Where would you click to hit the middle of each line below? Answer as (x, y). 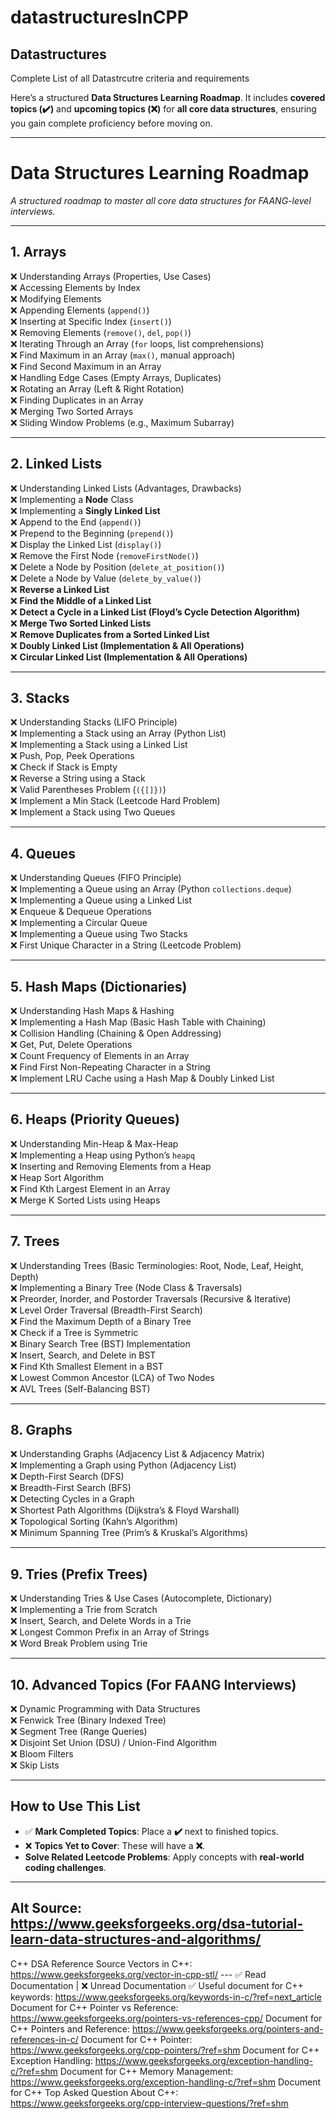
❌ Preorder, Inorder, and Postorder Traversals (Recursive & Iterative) (151, 1298)
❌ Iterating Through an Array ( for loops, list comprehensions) (137, 343)
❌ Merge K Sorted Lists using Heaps (85, 1200)
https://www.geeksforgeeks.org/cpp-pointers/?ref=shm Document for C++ (165, 2050)
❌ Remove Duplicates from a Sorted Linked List (110, 634)
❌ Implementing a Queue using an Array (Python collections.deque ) (151, 889)
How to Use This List (75, 1806)
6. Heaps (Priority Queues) (95, 1119)
